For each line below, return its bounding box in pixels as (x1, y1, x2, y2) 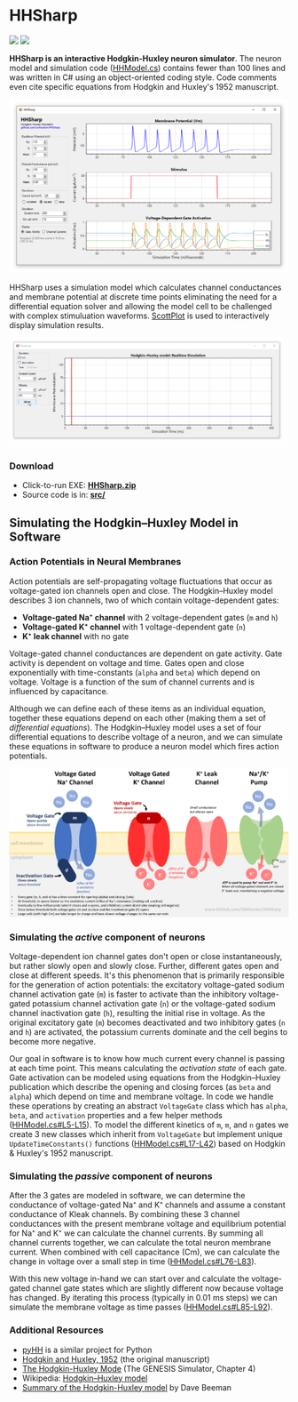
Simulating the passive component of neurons (9, 1170, 213, 1182)
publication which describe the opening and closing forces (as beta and (9, 1082, 271, 1093)
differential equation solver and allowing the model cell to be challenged (9, 301, 272, 312)
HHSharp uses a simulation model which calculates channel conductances (9, 282, 282, 293)
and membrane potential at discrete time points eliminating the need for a (9, 292, 278, 302)
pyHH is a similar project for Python (21, 1344, 153, 1355)
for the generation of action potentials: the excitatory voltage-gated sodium (9, 980, 285, 990)
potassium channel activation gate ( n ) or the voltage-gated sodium (32, 998, 276, 1009)
